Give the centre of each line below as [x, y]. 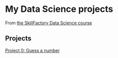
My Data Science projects [59, 9]
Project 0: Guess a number [32, 50]
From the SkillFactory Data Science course [49, 23]
